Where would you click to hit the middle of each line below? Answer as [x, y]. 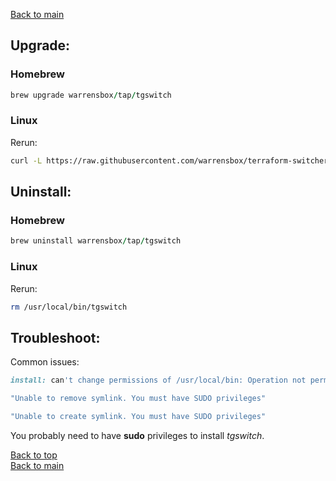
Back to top [34, 455]
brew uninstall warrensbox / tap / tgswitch [96, 241]
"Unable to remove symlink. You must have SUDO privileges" [138, 399]
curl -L [26, 160]
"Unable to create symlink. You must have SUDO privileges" [138, 417]
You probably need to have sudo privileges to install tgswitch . [137, 435]
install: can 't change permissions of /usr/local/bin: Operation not [158, 380]
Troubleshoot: [55, 337]
